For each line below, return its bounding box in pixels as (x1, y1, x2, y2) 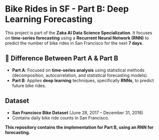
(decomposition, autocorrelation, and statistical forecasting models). (12, 72, 148, 78)
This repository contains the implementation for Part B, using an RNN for (5, 124, 154, 130)
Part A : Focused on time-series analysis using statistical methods (12, 67, 145, 73)
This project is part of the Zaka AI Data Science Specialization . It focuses (5, 30, 152, 35)
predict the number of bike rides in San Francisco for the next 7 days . (5, 40, 144, 46)
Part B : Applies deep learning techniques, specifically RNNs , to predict (12, 77, 154, 83)
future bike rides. (12, 83, 46, 88)
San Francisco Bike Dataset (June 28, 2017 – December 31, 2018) (12, 109, 144, 115)
